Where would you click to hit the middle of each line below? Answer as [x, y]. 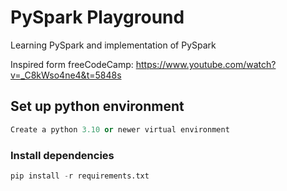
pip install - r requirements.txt [80, 176]
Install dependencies [62, 155]
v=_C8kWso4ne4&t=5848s [66, 75]
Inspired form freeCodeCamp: [72, 64]
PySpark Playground [97, 17]
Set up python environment [97, 106]
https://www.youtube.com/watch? [206, 64]
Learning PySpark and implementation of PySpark [113, 45]
